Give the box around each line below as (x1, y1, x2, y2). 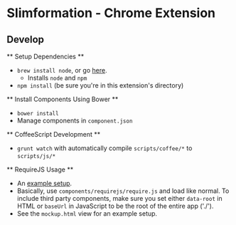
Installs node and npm (27, 73, 87, 82)
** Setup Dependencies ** (6, 52, 85, 61)
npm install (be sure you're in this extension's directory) (16, 81, 184, 90)
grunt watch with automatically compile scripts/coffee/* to (16, 144, 193, 152)
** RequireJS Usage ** (6, 165, 74, 174)
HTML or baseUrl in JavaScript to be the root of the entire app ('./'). (16, 202, 214, 210)
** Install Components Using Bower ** (6, 95, 119, 103)
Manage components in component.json (16, 116, 133, 125)
